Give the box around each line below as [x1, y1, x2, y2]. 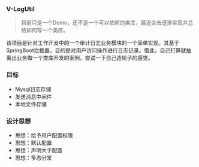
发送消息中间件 [14, 93, 52, 100]
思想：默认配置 [14, 139, 52, 146]
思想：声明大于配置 [14, 146, 63, 154]
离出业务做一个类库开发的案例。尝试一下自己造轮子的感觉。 [6, 54, 153, 62]
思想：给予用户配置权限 [14, 131, 73, 139]
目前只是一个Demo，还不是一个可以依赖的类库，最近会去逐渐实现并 [20, 19, 188, 26]
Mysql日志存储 [14, 86, 52, 93]
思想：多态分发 [14, 154, 52, 161]
